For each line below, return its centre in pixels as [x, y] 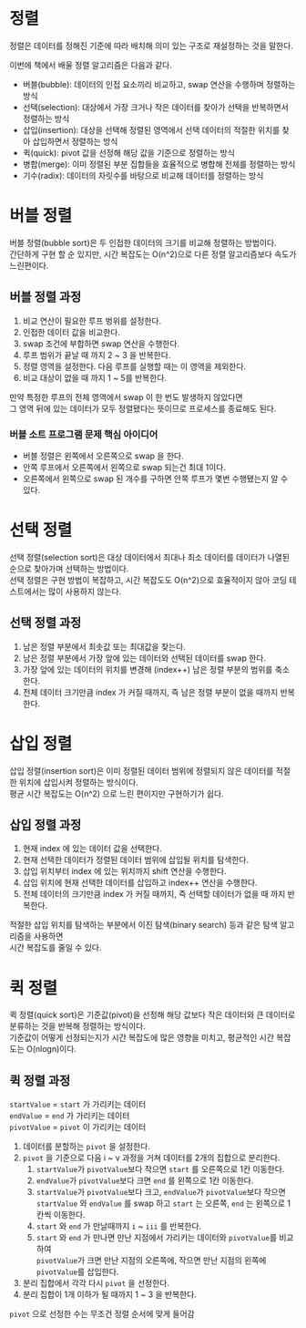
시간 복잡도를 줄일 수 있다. [56, 948]
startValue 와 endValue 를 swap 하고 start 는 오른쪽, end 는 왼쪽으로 [160, 1203]
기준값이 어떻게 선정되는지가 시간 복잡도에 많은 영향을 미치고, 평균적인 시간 [142, 1038]
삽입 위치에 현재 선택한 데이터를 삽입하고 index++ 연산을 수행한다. [140, 883]
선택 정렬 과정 [46, 623]
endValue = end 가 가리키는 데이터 [70, 1116]
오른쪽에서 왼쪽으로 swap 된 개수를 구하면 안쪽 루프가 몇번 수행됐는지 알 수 [155, 479]
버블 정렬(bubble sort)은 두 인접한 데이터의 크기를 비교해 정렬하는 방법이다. [143, 242]
